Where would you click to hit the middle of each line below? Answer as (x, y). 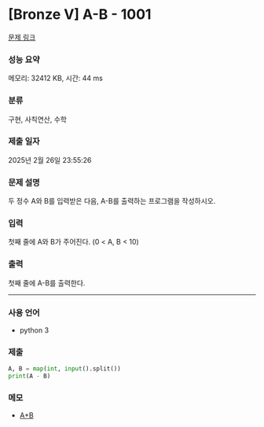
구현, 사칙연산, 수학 (37, 119)
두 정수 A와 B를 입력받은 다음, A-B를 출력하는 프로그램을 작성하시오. (112, 201)
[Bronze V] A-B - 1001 (80, 15)
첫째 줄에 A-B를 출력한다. (47, 283)
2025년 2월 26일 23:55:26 (50, 160)
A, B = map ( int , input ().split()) (65, 369)
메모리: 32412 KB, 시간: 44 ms (56, 78)
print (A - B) (29, 376)
